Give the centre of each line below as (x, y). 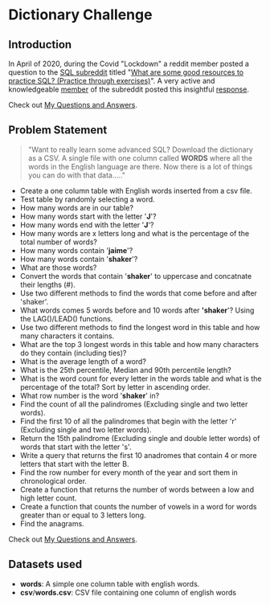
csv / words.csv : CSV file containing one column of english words (128, 592)
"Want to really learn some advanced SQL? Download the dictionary (140, 149)
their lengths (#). (48, 284)
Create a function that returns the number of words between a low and (137, 489)
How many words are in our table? (77, 207)
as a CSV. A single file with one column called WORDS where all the (140, 157)
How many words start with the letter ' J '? (88, 216)
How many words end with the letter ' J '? (87, 225)
